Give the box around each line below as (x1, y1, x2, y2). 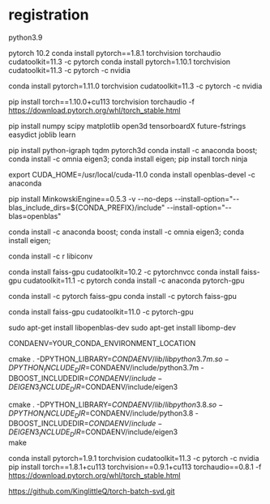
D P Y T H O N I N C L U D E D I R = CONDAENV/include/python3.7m (8, 362, 199, 374)
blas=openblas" (8, 211, 62, 220)
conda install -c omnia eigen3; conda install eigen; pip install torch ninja (8, 154, 248, 164)
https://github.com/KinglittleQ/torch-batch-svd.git (8, 486, 175, 496)
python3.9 (8, 32, 43, 42)
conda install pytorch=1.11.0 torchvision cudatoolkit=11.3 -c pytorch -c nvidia (8, 81, 263, 91)
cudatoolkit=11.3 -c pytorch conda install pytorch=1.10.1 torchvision (8, 57, 231, 66)
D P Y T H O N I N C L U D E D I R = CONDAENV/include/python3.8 (8, 408, 194, 420)
